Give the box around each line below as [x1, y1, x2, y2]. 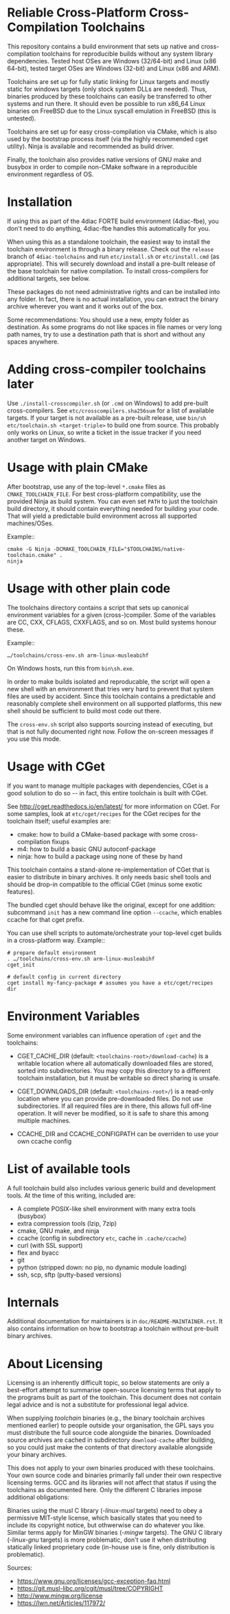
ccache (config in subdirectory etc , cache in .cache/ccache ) [16, 1234, 187, 1242]
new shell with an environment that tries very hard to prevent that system [7, 684, 214, 693]
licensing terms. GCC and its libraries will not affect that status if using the [7, 1478, 217, 1487]
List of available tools [7, 1161, 131, 1177]
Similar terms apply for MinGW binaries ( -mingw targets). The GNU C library [7, 1529, 223, 1537]
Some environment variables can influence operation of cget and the [7, 1031, 201, 1039]
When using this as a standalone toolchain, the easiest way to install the [7, 238, 211, 246]
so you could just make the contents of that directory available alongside [7, 1443, 213, 1451]
